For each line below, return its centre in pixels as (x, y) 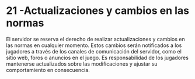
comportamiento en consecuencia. (48, 70)
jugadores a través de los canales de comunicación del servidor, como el (94, 51)
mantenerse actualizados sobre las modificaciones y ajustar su (82, 64)
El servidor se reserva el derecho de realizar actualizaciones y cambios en (95, 39)
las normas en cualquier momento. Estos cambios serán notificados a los (94, 45)
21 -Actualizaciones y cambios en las (98, 11)
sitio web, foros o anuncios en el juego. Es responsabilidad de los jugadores (97, 58)
